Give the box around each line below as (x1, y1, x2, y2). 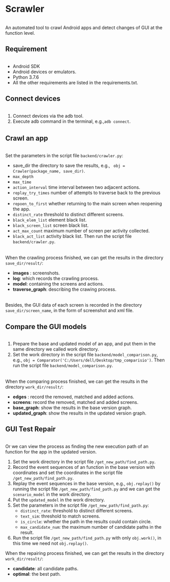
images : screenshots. (12, 270, 60, 276)
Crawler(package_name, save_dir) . (12, 168, 85, 174)
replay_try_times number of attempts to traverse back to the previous (12, 190, 161, 196)
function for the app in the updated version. (5, 448, 97, 455)
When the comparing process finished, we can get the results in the (5, 378, 148, 384)
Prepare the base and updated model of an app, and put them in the (12, 341, 156, 347)
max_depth (12, 175, 34, 180)
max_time (12, 180, 32, 185)
